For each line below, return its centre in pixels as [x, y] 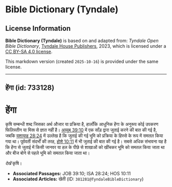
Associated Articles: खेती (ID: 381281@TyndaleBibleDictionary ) [78, 179]
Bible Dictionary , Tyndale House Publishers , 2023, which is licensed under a [86, 46]
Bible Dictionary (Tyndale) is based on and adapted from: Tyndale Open [82, 40]
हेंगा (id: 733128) [30, 88]
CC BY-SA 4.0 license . [29, 51]
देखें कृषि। [14, 163]
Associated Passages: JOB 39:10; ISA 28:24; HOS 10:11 [72, 174]
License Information [38, 28]
